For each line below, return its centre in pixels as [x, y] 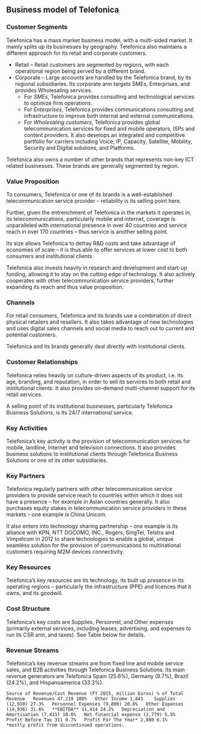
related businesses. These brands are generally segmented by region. [93, 165]
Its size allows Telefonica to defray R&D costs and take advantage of [91, 243]
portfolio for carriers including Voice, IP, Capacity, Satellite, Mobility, [108, 141]
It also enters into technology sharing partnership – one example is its [92, 526]
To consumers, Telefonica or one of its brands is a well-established [89, 194]
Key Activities [27, 428]
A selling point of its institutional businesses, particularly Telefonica [89, 406]
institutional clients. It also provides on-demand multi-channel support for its [101, 388]
